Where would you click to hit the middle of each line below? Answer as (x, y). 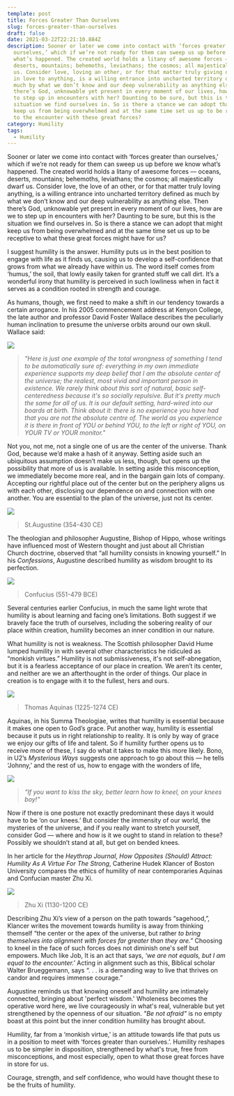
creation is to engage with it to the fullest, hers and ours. (88, 681)
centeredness (44, 396)
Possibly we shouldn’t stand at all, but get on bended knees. (94, 843)
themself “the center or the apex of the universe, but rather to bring (104, 933)
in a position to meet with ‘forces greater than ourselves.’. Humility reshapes (116, 1042)
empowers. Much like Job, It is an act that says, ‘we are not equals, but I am (117, 956)
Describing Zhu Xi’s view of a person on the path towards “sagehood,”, (109, 919)
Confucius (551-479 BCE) (61, 594)
